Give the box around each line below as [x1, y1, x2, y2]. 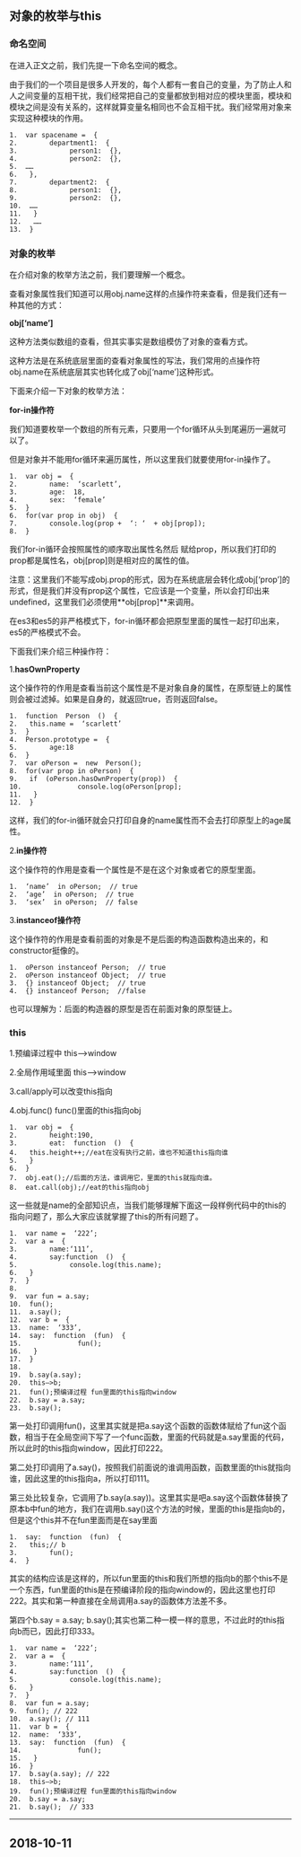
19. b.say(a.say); [9, 1370, 82, 1380]
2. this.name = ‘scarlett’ [9, 719, 123, 728]
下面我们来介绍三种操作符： [9, 646, 112, 656]
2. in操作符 [9, 845, 47, 856]
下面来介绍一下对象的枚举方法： [9, 385, 127, 396]
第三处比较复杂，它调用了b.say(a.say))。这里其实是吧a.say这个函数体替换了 [9, 1492, 289, 1503]
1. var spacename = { [9, 130, 99, 139]
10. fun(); [9, 1300, 54, 1309]
